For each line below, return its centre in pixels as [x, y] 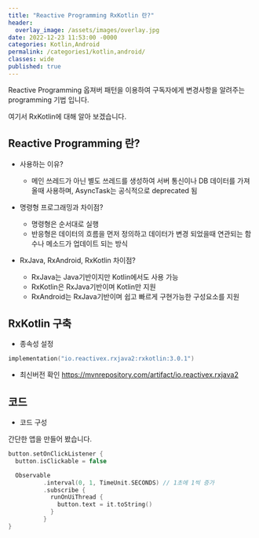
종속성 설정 [36, 344]
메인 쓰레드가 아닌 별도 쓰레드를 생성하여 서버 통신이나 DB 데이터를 [133, 181]
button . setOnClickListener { [56, 454]
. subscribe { [64, 490]
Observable [33, 475]
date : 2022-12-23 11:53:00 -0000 [63, 37]
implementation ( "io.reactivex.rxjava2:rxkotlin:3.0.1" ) [101, 359]
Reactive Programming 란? [74, 143]
